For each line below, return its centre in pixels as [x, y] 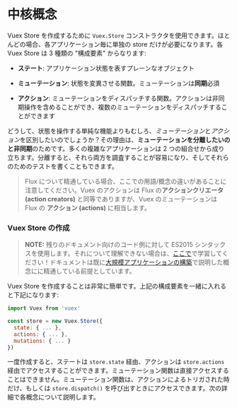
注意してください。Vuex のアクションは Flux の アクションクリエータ [124, 190]
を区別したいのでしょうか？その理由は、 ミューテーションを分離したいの [125, 139]
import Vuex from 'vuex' [44, 308]
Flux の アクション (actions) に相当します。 [87, 208]
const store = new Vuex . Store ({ [55, 321]
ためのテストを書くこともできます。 [66, 166]
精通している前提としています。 [89, 271]
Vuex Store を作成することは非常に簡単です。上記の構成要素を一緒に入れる [117, 286]
